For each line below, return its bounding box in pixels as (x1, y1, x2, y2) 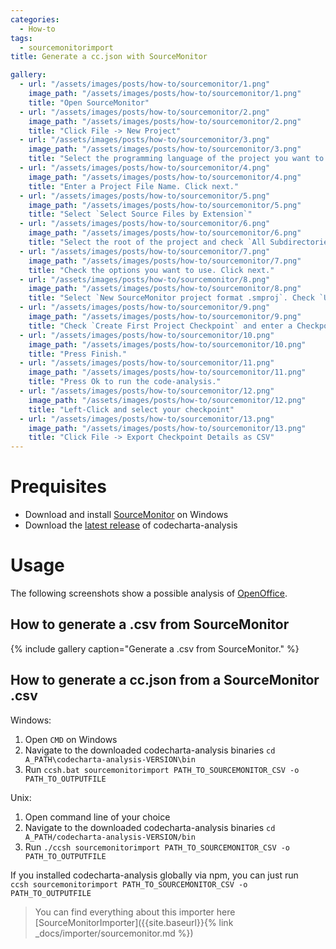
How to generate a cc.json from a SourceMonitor (10, 672, 320, 689)
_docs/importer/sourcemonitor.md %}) (34, 927, 194, 939)
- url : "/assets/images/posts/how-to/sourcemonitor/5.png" (19, 191, 271, 201)
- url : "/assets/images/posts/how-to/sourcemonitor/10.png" (19, 330, 275, 340)
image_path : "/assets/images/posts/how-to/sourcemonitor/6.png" (28, 228, 302, 238)
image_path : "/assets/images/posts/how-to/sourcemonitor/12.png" (28, 395, 307, 405)
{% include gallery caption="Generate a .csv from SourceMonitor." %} (10, 642, 300, 655)
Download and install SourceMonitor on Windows (24, 509, 229, 521)
